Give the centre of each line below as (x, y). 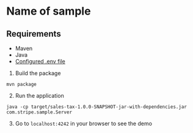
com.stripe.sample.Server (39, 112)
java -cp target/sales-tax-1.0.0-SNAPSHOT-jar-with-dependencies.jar (97, 107)
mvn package (21, 84)
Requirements (34, 34)
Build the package (38, 73)
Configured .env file (40, 61)
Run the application (39, 95)
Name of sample (49, 11)
